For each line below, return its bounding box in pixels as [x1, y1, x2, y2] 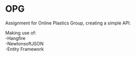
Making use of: [5, 30, 36, 36]
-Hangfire [5, 35, 26, 41]
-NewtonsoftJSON [5, 40, 44, 46]
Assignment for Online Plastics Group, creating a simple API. [5, 20, 131, 26]
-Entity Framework [5, 46, 44, 52]
